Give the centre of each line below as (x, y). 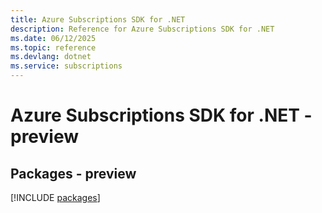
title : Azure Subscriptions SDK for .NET (98, 19)
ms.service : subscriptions (66, 66)
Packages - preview (73, 173)
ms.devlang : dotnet (51, 57)
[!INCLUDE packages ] (55, 197)
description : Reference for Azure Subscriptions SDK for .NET (142, 29)
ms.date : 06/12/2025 (53, 38)
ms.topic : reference (53, 47)
